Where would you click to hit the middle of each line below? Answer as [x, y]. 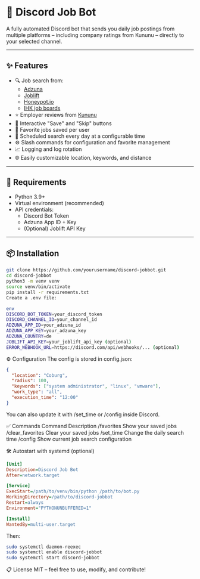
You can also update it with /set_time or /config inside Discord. [83, 414]
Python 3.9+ [30, 197]
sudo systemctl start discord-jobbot [53, 558]
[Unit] [14, 464]
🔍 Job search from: [39, 80]
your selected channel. [34, 41]
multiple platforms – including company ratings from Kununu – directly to [95, 35]
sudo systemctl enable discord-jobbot [54, 552]
